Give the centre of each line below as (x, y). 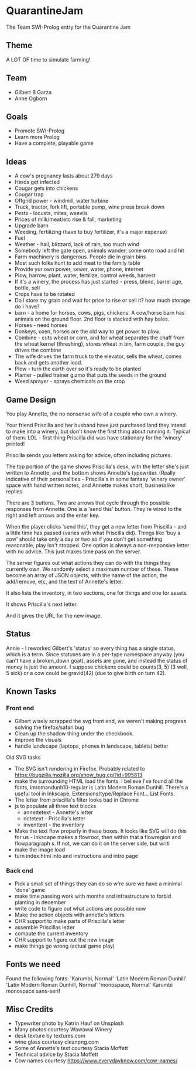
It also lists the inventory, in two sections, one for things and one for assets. (97, 593)
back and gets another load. (49, 363)
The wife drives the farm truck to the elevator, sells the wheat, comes (98, 356)
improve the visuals (38, 740)
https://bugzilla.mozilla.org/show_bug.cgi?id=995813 (78, 775)
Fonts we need (33, 964)
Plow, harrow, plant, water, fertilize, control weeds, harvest (85, 275)
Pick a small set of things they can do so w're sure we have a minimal (98, 884)
